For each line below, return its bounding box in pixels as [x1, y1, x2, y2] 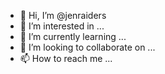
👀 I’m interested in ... [19, 20, 105, 32]
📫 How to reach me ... [19, 53, 113, 64]
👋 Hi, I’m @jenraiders [19, 10, 107, 21]
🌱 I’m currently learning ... [19, 31, 127, 42]
